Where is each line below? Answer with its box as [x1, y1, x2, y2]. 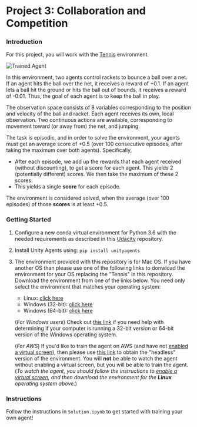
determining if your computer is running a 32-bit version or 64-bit [14, 325, 174, 332]
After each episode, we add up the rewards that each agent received [14, 158, 182, 165]
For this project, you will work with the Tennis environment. [6, 51, 149, 58]
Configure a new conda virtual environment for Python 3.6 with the [14, 229, 177, 236]
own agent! [6, 414, 34, 422]
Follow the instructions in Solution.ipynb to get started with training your [6, 408, 183, 415]
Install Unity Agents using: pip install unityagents [14, 246, 141, 254]
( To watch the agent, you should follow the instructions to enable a [14, 367, 178, 375]
